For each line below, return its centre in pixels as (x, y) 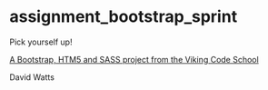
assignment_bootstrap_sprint (124, 17)
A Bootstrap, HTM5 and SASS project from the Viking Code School (134, 59)
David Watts (32, 77)
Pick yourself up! (41, 42)
